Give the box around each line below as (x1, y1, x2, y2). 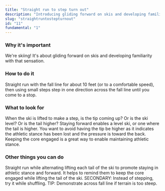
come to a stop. (5, 92, 37, 98)
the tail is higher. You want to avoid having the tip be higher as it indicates (5, 126, 154, 132)
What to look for (5, 104, 44, 111)
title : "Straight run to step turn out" (5, 7, 89, 12)
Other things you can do (5, 153, 64, 160)
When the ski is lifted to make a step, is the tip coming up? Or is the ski (5, 115, 148, 121)
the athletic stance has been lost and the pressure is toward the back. (5, 131, 146, 137)
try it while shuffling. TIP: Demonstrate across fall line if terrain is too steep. (5, 180, 158, 187)
